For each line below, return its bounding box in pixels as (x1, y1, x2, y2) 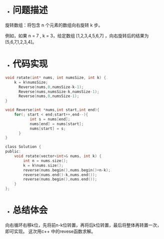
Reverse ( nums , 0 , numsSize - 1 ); (18, 93, 79, 99)
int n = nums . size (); (23, 158, 68, 163)
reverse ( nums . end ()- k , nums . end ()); (23, 172, 97, 177)
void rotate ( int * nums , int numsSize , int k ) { (5, 75, 106, 80)
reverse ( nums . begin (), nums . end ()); (23, 177, 97, 182)
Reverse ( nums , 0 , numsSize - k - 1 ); (18, 84, 84, 89)
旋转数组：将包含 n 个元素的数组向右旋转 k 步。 (5, 22, 103, 28)
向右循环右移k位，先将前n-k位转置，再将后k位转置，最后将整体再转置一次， (5, 222, 161, 228)
